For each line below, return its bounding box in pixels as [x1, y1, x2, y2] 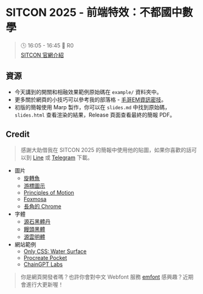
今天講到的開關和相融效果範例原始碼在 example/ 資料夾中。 [14, 88, 162, 95]
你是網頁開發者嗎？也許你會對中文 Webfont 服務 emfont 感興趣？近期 [20, 273, 194, 281]
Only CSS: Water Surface [23, 248, 87, 255]
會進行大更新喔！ [20, 281, 64, 288]
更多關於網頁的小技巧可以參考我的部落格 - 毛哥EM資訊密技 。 [14, 96, 167, 103]
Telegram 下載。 [52, 154, 93, 161]
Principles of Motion [23, 188, 74, 196]
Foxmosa [23, 195, 47, 203]
